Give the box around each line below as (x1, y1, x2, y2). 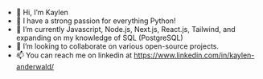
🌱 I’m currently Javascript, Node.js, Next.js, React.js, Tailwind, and (15, 25, 236, 34)
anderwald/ (15, 62, 55, 71)
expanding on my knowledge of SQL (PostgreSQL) (15, 33, 183, 42)
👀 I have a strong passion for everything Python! (15, 16, 176, 26)
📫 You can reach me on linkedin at (15, 50, 133, 60)
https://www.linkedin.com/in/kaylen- (134, 50, 255, 60)
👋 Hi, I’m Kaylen (15, 8, 68, 17)
